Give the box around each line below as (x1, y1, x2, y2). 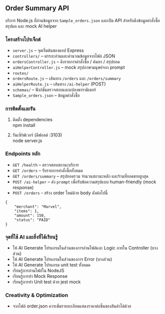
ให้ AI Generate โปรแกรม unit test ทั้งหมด (12, 262, 91, 268)
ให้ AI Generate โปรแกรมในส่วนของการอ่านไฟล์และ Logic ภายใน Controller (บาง (12, 245, 158, 251)
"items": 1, (14, 208, 39, 213)
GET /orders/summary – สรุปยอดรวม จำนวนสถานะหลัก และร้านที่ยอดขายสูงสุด (12, 173, 148, 179)
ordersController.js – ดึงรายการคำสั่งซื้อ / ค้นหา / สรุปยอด (12, 59, 120, 65)
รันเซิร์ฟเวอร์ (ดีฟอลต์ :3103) (12, 132, 62, 138)
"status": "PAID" (14, 217, 51, 222)
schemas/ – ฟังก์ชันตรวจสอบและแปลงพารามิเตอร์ (12, 87, 97, 93)
